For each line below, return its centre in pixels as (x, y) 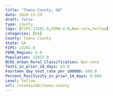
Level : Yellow (20, 81)
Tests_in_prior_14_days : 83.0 (38, 67)
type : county (19, 24)
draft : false (19, 19)
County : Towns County (28, 39)
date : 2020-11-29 (24, 15)
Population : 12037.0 (27, 57)
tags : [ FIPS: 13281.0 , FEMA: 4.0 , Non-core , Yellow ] (57, 29)
